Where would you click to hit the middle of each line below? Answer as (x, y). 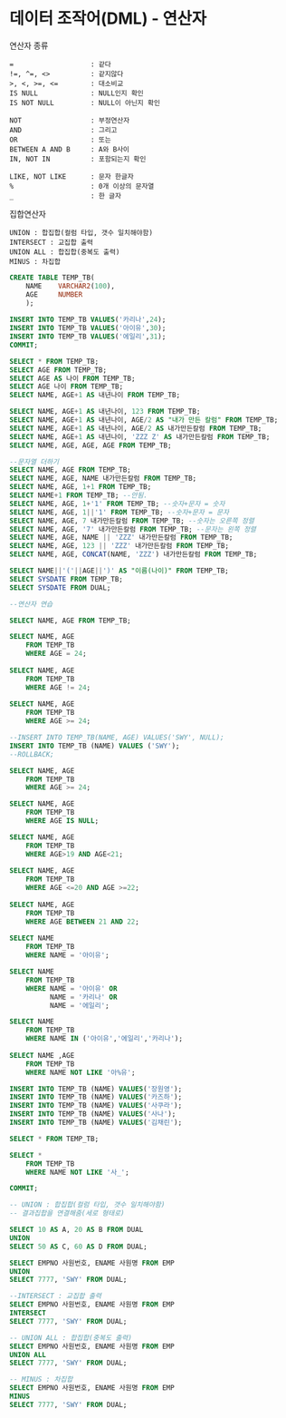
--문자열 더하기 (34, 462)
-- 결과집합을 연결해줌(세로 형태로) (67, 1213)
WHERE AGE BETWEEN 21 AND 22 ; (83, 922)
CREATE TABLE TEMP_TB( (52, 278)
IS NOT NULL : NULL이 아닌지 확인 (85, 103)
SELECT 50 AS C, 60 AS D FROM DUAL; (78, 1247)
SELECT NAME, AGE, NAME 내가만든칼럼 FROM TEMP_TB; (103, 479)
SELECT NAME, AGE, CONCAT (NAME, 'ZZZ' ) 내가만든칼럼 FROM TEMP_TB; (133, 554)
